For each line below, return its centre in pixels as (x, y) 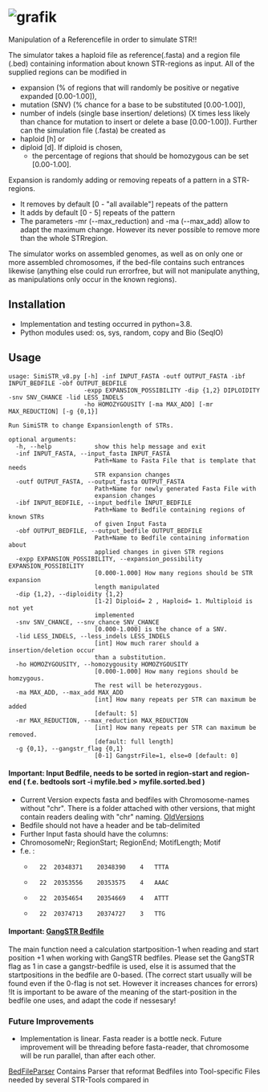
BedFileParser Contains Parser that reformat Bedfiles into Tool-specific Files (134, 1071)
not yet (21, 608)
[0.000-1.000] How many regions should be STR (173, 573)
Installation (37, 305)
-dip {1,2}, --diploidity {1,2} (70, 594)
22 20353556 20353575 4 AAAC (104, 882)
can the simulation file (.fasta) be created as (93, 130)
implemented (114, 615)
